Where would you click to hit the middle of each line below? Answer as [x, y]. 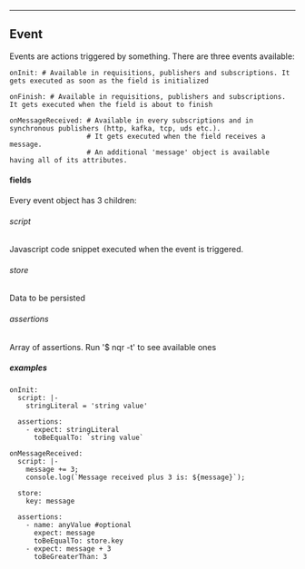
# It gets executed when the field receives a [176, 136]
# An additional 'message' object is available [178, 152]
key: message [50, 501]
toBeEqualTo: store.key [79, 541]
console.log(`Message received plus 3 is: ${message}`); [136, 477]
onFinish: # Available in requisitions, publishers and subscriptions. [148, 96]
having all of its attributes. [69, 160]
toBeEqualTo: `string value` [89, 437]
